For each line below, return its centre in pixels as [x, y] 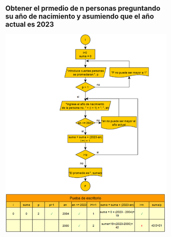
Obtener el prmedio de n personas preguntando [83, 8]
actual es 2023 [30, 24]
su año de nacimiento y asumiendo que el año [80, 17]
